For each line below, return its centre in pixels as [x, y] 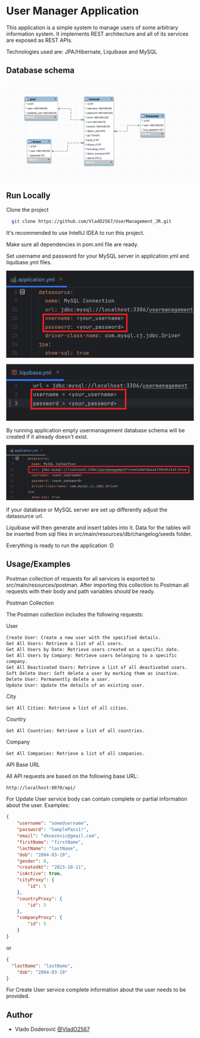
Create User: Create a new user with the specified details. [84, 637]
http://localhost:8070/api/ [41, 788]
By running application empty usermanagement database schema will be [96, 430]
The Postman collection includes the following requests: [75, 614]
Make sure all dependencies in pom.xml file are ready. [72, 244]
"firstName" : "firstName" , [50, 842]
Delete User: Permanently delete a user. [58, 679]
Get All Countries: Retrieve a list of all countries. [76, 731]
